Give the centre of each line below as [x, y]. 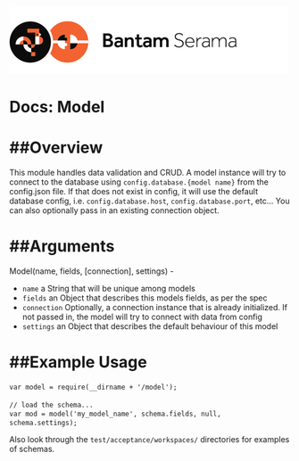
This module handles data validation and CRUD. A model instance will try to [148, 173]
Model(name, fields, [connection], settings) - [91, 271]
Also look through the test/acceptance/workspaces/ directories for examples [149, 439]
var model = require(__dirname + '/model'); [93, 387]
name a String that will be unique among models [109, 289]
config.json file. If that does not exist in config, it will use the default [134, 192]
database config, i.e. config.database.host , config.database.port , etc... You [149, 201]
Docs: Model [57, 107]
